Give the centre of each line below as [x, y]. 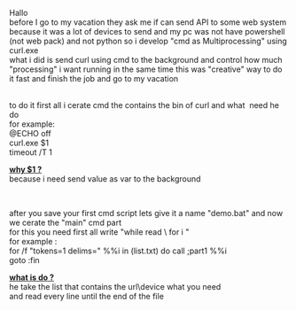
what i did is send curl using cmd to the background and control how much [146, 60]
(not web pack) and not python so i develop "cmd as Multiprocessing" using [148, 41]
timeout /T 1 [31, 152]
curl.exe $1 [29, 143]
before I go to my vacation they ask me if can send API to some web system [148, 22]
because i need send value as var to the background [105, 179]
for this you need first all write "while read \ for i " [99, 232]
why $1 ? [26, 169]
